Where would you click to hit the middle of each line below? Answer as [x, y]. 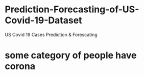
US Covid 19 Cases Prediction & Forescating [51, 34]
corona [20, 67]
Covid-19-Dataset [43, 20]
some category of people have [71, 55]
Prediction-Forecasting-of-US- [72, 10]
